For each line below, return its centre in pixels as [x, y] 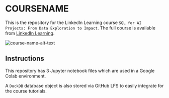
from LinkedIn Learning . [30, 33]
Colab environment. [26, 76]
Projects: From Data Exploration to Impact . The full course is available [80, 27]
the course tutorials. [26, 91]
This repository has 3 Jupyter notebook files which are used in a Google [80, 70]
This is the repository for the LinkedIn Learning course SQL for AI [73, 22]
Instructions [25, 59]
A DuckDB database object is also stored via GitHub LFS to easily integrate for [84, 85]
